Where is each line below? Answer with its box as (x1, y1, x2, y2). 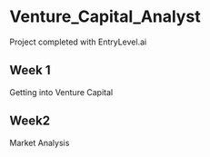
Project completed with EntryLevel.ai (9, 36, 147, 47)
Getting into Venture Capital (9, 86, 114, 97)
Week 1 (9, 63, 51, 78)
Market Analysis (9, 137, 70, 148)
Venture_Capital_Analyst (9, 6, 202, 27)
